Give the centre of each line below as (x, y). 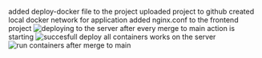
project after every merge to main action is (121, 28)
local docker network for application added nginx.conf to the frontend (123, 20)
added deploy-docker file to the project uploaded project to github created (131, 12)
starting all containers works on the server (112, 37)
